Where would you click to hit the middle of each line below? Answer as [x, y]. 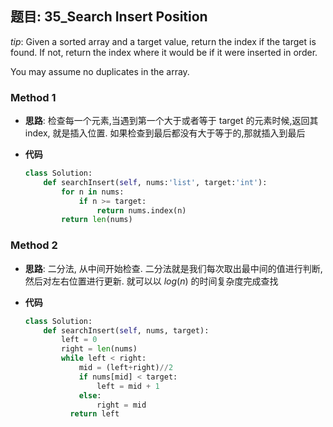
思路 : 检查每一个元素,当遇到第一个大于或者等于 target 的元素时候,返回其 [171, 121]
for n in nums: [93, 192]
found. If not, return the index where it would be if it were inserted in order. [164, 52]
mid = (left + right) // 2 [126, 368]
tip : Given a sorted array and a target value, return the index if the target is [163, 41]
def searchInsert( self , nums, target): [126, 330]
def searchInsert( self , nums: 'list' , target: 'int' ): [155, 182]
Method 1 [33, 97]
